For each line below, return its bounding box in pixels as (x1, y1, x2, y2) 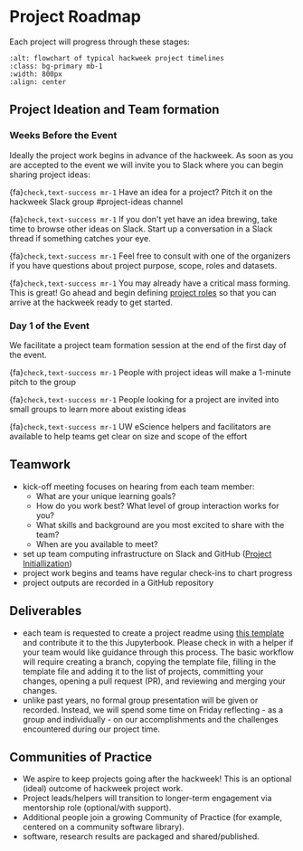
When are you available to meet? (35, 538, 158, 549)
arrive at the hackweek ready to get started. (9, 297, 174, 307)
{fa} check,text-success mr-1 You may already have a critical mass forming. (9, 278, 291, 288)
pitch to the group (9, 376, 77, 387)
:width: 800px (9, 70, 63, 79)
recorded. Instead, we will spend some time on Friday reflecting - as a (22, 704, 283, 715)
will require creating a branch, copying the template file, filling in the (22, 656, 277, 667)
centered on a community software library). (22, 821, 185, 833)
